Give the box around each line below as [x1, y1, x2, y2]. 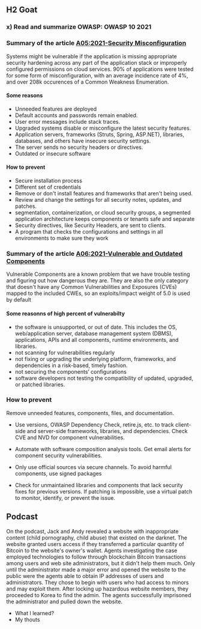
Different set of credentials [14, 183, 82, 191]
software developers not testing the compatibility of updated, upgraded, [14, 374, 194, 381]
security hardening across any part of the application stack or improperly [6, 59, 187, 66]
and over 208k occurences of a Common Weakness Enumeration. [6, 78, 169, 85]
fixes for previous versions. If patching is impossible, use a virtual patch [14, 488, 193, 495]
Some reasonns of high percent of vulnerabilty [6, 309, 125, 317]
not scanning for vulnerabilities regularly [14, 348, 115, 356]
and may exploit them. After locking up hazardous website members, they [6, 585, 189, 592]
